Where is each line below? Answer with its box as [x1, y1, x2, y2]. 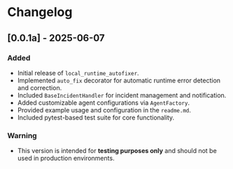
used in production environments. [17, 154, 115, 163]
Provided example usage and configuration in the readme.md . [17, 105, 191, 114]
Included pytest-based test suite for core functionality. [17, 113, 175, 122]
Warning [7, 131, 37, 140]
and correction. [17, 83, 62, 91]
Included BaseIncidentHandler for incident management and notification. [17, 91, 227, 99]
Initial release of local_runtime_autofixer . [17, 68, 139, 77]
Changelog [7, 4, 73, 20]
